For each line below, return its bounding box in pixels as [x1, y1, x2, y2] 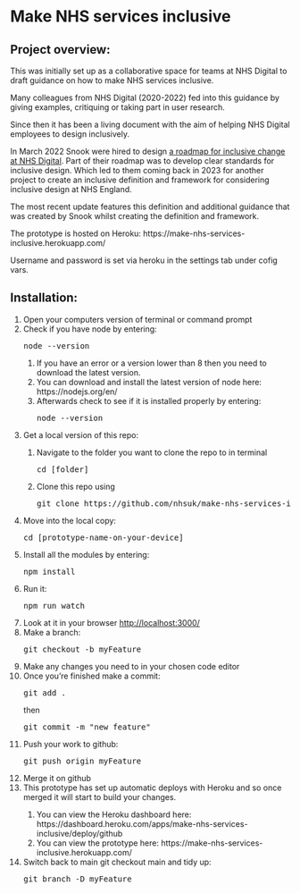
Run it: [22, 583, 47, 594]
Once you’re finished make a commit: [22, 670, 161, 681]
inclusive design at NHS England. [10, 184, 132, 194]
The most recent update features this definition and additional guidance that [10, 201, 290, 212]
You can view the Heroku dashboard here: [36, 809, 192, 820]
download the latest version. [36, 366, 141, 377]
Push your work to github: [22, 738, 119, 749]
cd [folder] [36, 464, 89, 475]
